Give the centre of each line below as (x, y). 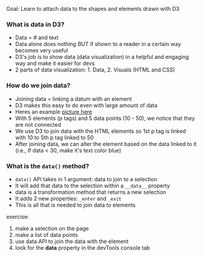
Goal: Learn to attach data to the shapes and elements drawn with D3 (93, 9)
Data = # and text (37, 38)
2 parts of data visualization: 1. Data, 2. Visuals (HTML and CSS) (95, 70)
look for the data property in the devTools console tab (82, 247)
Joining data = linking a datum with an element (73, 99)
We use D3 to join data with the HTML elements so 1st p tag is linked (100, 131)
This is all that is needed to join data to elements (75, 205)
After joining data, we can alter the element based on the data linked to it (106, 144)
